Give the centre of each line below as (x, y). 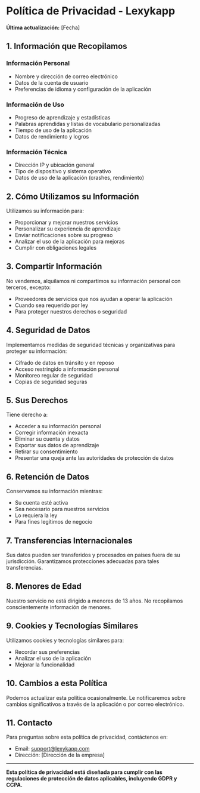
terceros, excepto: (29, 287)
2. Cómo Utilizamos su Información (73, 196)
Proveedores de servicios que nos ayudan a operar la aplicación (93, 299)
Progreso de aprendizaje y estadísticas (62, 117)
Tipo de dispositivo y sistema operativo (63, 171)
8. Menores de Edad (44, 586)
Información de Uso (35, 104)
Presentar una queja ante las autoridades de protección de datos (94, 458)
